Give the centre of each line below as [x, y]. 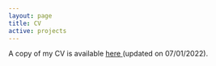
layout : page [30, 16]
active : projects [38, 31]
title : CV [25, 23]
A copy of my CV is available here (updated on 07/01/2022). [108, 54]
